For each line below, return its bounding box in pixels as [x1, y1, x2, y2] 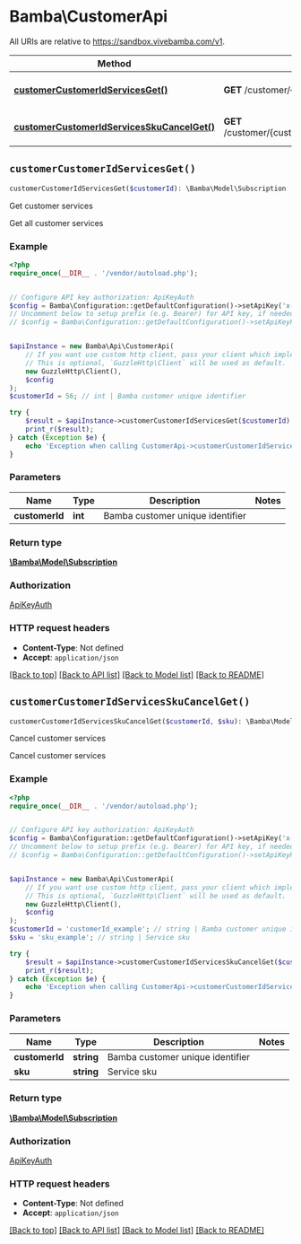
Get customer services [9, 200, 94, 211]
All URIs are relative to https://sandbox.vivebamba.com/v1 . [9, 36, 226, 47]
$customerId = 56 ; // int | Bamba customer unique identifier [9, 392, 246, 401]
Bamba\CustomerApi [9, 6, 168, 27]
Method [97, 57, 132, 69]
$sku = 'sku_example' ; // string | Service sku [9, 933, 191, 942]
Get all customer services [9, 217, 104, 228]
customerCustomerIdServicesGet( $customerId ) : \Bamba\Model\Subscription [9, 184, 287, 193]
